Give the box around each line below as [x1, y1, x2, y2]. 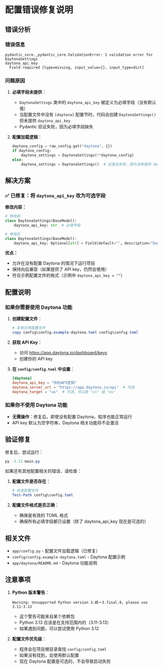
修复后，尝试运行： [5, 449, 44, 455]
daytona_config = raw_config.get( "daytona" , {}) [12, 144, 113, 149]
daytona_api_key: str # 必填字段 [14, 223, 81, 228]
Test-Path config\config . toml [12, 493, 74, 498]
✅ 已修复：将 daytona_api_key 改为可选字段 [5, 192, 106, 199]
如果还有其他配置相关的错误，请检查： [5, 468, 81, 474]
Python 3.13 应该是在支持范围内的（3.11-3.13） [19, 619, 112, 625]
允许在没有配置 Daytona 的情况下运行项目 [12, 260, 96, 266]
